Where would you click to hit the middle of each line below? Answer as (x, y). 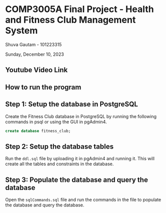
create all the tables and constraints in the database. (60, 164)
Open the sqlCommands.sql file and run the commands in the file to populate (83, 200)
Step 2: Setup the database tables (60, 146)
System (22, 31)
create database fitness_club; (38, 131)
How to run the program (43, 87)
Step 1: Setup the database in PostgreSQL (72, 104)
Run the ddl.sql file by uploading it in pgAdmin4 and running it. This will (80, 159)
